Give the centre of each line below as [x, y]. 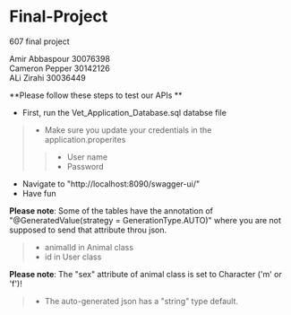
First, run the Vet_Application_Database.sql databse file [124, 112]
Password [86, 166]
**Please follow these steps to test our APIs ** [96, 95]
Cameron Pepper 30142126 [60, 68]
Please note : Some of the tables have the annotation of [111, 210]
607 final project [39, 41]
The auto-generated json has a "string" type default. [141, 301]
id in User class [73, 257]
